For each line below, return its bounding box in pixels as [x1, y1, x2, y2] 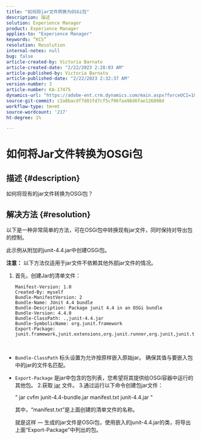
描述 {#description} [6, 173, 81, 183]
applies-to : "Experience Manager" [6, 31, 93, 37]
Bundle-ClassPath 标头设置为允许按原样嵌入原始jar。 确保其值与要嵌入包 [14, 354, 193, 361]
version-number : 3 [6, 81, 52, 87]
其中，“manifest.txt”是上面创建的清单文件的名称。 [14, 406, 138, 413]
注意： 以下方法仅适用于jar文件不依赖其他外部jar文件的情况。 [6, 259, 157, 267]
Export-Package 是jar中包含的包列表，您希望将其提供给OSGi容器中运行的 [14, 374, 194, 382]
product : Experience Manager [6, 25, 79, 32]
